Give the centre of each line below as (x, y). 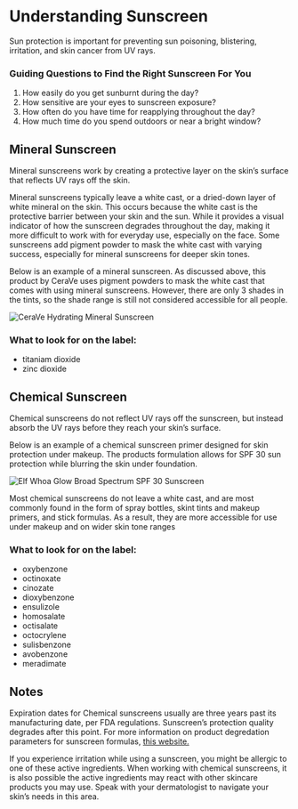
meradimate (44, 664)
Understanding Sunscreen (109, 16)
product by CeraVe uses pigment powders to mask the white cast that (137, 281)
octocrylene (44, 635)
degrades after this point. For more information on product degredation (139, 732)
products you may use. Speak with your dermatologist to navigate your (139, 787)
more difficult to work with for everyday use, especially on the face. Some (145, 235)
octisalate (40, 626)
